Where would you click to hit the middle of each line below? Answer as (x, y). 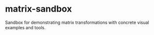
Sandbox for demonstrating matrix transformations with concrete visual (77, 22)
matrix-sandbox (38, 9)
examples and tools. (25, 27)
